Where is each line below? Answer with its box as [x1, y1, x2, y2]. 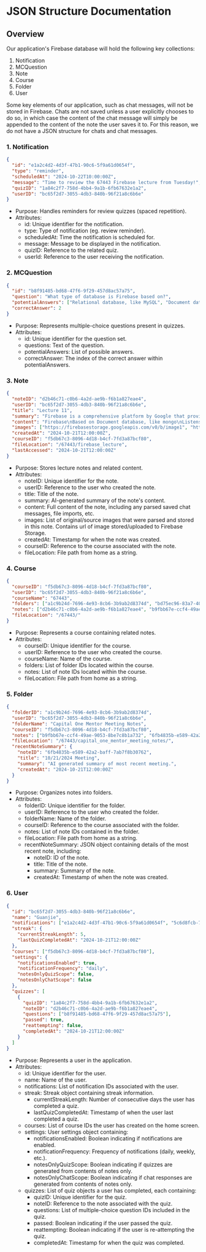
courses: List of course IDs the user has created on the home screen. [24, 1121, 200, 1129]
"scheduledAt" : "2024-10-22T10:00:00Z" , [12, 174, 116, 180]
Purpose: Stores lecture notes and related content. [15, 464, 143, 471]
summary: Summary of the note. [33, 867, 115, 874]
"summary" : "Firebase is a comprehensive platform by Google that [12, 413, 185, 419]
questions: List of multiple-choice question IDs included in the [33, 1206, 190, 1213]
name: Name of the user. [24, 1076, 87, 1083]
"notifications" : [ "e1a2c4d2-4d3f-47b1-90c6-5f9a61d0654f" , [12, 920, 169, 926]
